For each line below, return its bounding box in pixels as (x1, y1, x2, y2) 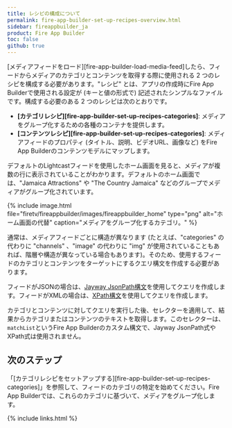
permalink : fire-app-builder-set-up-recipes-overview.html (7, 17, 181, 24)
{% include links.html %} (7, 414, 78, 422)
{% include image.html (7, 201, 72, 209)
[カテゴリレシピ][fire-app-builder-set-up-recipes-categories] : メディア (17, 112, 226, 120)
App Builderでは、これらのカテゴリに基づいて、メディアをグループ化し (7, 391, 210, 400)
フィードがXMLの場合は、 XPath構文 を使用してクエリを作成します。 (18, 291, 212, 299)
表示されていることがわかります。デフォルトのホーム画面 (30, 170, 195, 178)
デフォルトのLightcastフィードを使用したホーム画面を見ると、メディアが (7, 161, 215, 170)
